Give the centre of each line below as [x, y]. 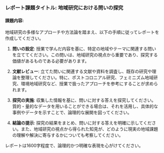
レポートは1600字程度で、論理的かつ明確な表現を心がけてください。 [74, 146]
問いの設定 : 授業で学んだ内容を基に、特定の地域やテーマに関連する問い [84, 49]
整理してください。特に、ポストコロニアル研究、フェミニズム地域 [87, 77]
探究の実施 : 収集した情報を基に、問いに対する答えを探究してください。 [84, 100]
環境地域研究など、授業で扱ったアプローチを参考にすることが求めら [89, 84]
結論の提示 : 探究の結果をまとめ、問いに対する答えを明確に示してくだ [82, 123]
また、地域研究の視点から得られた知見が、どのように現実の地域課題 [89, 129]
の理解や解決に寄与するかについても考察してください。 [68, 135]
